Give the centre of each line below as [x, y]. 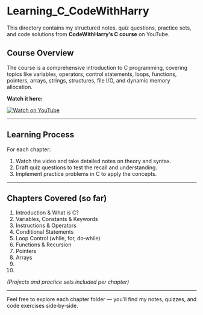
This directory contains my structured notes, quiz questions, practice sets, [99, 28]
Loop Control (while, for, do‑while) [58, 239]
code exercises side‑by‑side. [42, 306]
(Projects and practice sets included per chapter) [68, 282]
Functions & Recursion [43, 245]
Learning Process [41, 135]
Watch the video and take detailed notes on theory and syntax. [93, 161]
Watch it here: [25, 98]
